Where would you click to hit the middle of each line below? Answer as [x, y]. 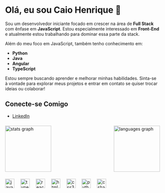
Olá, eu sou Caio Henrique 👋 [63, 10]
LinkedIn [21, 116]
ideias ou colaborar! [25, 88]
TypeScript [24, 69]
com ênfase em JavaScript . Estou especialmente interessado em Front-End [82, 28]
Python [20, 53]
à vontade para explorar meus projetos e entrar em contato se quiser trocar [82, 83]
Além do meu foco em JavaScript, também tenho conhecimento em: [74, 43]
